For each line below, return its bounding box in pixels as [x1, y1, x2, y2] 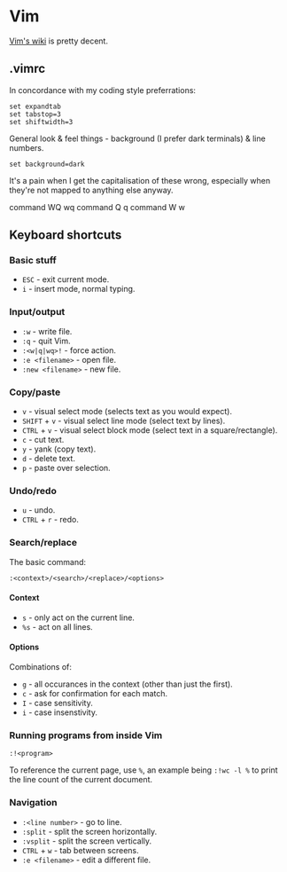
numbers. [9, 142, 44, 153]
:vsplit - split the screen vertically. [21, 836, 152, 846]
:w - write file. [21, 326, 73, 336]
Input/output [9, 306, 66, 318]
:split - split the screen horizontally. [21, 826, 158, 837]
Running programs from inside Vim [9, 729, 163, 742]
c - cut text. [21, 435, 65, 445]
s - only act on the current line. [21, 612, 136, 623]
